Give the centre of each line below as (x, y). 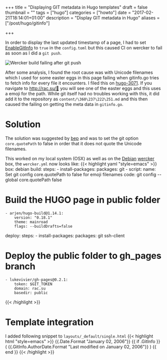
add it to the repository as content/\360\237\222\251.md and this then (76, 99)
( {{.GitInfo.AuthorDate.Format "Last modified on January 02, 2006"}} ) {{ (81, 347)
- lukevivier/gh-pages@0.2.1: (37, 280)
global (12, 180)
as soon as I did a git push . (33, 53)
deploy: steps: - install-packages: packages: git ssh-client (65, 235)
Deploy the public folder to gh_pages (83, 256)
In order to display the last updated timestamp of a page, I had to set (76, 42)
